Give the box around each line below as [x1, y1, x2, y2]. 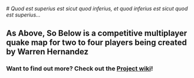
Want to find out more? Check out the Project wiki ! [6, 64, 153, 73]
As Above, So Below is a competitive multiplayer [6, 28, 188, 38]
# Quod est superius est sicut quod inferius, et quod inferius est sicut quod [6, 5, 188, 12]
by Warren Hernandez [6, 47, 89, 57]
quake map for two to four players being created [6, 38, 187, 48]
